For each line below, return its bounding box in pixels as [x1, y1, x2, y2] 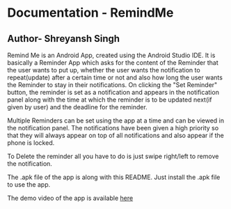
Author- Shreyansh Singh [7, 33, 120, 45]
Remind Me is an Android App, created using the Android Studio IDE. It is [7, 51, 216, 59]
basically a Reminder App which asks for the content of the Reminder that [7, 59, 218, 67]
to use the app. [7, 180, 51, 189]
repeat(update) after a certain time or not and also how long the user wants [7, 73, 223, 82]
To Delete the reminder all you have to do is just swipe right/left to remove [7, 152, 219, 160]
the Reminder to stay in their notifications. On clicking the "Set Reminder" [7, 81, 218, 88]
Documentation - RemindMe [7, 5, 174, 21]
